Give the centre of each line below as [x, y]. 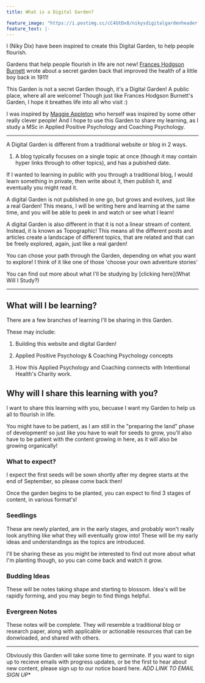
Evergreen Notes [32, 612]
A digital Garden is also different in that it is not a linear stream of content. [99, 224]
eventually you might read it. [42, 188]
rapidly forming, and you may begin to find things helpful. [78, 596]
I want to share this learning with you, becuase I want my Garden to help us [101, 408]
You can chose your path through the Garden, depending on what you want [101, 256]
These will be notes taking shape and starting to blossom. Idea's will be [96, 589]
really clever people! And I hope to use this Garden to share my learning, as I [102, 120]
